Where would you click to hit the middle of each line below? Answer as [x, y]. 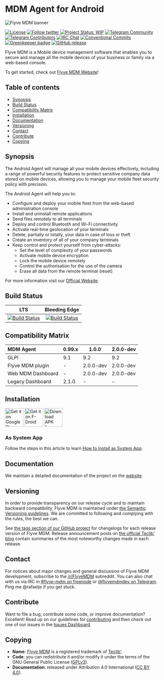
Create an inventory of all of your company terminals [65, 240]
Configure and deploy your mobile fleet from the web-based [73, 203]
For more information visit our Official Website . [52, 281]
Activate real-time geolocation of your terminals [60, 229]
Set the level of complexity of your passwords [66, 250]
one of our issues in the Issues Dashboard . [48, 624]
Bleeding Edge [62, 310]
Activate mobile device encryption [54, 255]
